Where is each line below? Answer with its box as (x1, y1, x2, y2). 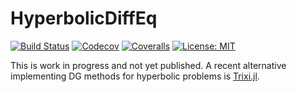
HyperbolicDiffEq (10, 7, 158, 30)
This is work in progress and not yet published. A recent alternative (10, 59, 287, 71)
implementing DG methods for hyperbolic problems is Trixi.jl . (10, 70, 260, 82)
